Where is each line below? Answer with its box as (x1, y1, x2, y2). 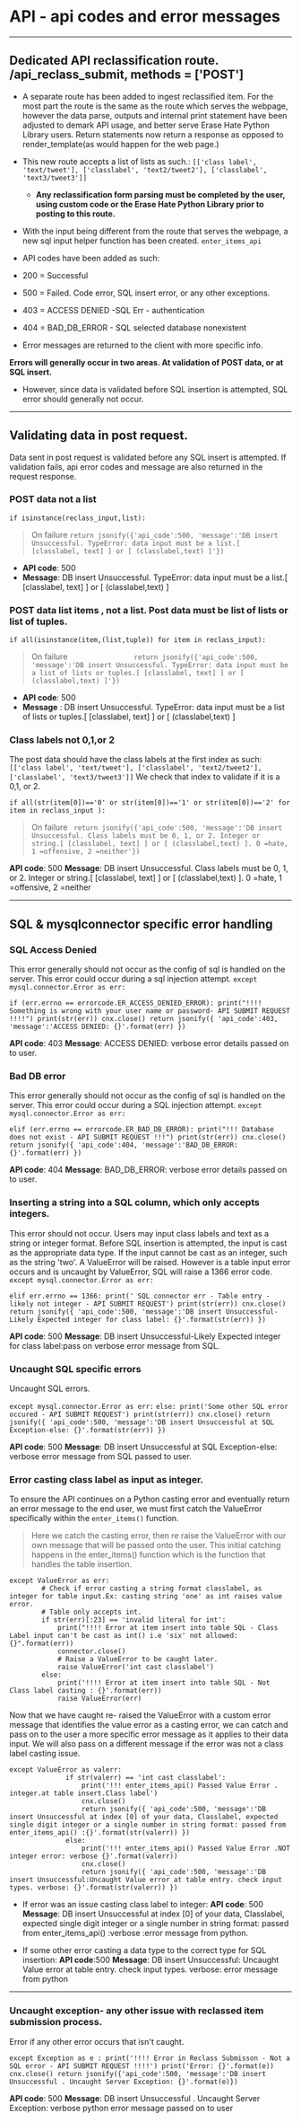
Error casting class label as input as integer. (9, 1473, 204, 1485)
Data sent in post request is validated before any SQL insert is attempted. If (9, 452, 287, 462)
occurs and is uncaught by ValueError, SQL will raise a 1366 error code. (9, 1266, 273, 1277)
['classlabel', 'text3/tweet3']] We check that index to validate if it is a (9, 771, 280, 782)
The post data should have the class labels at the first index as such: (9, 754, 262, 765)
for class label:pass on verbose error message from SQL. (9, 1340, 220, 1351)
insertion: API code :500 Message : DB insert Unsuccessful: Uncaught (21, 1955, 279, 1966)
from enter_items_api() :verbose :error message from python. (21, 1928, 249, 1939)
